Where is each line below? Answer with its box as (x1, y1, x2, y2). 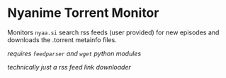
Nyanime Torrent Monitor (7, 5, 159, 21)
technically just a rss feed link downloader (7, 63, 131, 71)
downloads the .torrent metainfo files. (7, 35, 117, 44)
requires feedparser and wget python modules (7, 49, 142, 58)
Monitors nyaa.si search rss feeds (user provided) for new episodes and (7, 28, 220, 37)
